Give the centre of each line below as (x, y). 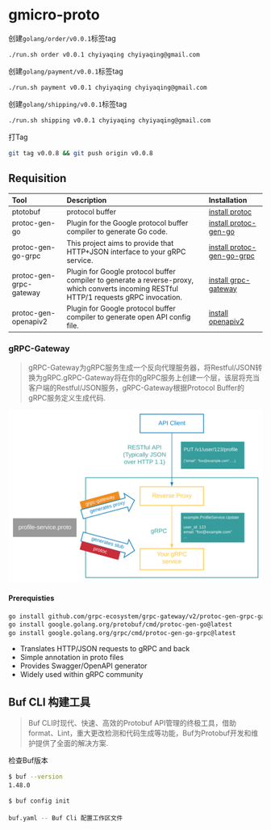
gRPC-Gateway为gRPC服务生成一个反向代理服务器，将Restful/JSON (142, 367)
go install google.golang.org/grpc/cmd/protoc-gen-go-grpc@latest (122, 633)
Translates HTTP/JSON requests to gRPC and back (105, 649)
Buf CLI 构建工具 (50, 702)
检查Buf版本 (28, 760)
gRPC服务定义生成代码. (67, 397)
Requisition (38, 178)
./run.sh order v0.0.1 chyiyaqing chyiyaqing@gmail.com (104, 54)
